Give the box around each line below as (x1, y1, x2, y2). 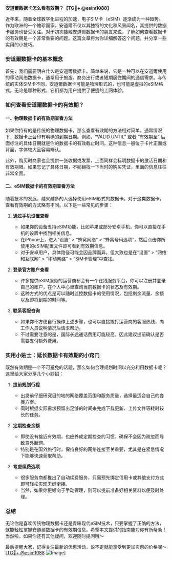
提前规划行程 (12, 381, 40, 387)
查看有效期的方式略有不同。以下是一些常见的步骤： (5, 202, 113, 208)
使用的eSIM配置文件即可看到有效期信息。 (20, 243, 108, 249)
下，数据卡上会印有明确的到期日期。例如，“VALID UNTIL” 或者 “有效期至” (5, 134, 160, 140)
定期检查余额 (12, 422, 40, 428)
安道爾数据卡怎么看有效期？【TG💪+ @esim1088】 (5, 5, 112, 11)
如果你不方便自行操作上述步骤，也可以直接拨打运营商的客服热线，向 (20, 318, 164, 324)
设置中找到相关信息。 (29, 230, 75, 236)
